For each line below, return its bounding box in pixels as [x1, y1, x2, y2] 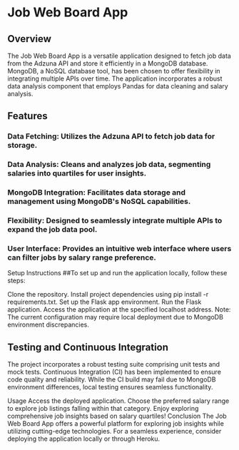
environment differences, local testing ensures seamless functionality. [7, 383, 213, 392]
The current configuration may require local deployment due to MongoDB [7, 313, 223, 322]
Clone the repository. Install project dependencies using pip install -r [7, 290, 209, 299]
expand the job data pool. [7, 225, 98, 235]
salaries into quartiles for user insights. [7, 168, 147, 178]
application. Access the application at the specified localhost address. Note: [7, 305, 231, 314]
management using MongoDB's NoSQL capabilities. [7, 197, 191, 207]
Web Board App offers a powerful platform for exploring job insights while [7, 419, 225, 428]
